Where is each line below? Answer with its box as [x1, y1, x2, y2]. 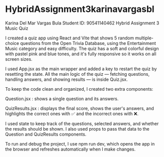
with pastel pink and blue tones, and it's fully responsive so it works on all [5, 51, 157, 57]
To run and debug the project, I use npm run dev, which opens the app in [5, 141, 155, 147]
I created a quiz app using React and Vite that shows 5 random [5, 35, 134, 41]
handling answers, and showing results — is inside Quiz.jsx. [5, 76, 128, 82]
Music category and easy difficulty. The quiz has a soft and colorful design [5, 45, 159, 51]
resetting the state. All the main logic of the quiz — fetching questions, [5, 71, 150, 77]
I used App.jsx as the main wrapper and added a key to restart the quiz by [5, 66, 157, 72]
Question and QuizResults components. [5, 131, 87, 137]
